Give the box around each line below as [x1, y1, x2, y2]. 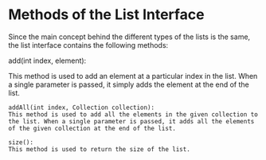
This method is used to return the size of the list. [8, 145, 191, 153]
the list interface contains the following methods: [8, 40, 169, 49]
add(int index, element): [8, 56, 87, 65]
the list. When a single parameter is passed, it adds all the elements [8, 117, 255, 125]
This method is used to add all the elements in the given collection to [8, 110, 259, 119]
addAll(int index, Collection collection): [8, 103, 155, 111]
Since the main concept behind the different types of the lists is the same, [8, 32, 251, 41]
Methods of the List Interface [8, 6, 205, 24]
